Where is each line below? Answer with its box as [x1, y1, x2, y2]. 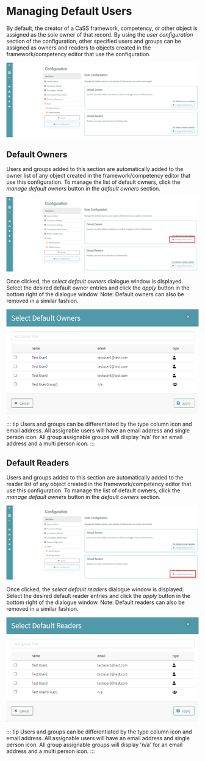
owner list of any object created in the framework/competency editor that [6, 172, 191, 180]
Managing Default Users [6, 4, 132, 18]
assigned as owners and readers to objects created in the [6, 44, 151, 51]
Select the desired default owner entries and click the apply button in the [6, 284, 190, 291]
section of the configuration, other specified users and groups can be [6, 37, 182, 45]
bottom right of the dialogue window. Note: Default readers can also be [6, 599, 185, 606]
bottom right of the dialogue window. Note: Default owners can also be [6, 291, 184, 298]
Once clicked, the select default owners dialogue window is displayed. [6, 278, 184, 285]
